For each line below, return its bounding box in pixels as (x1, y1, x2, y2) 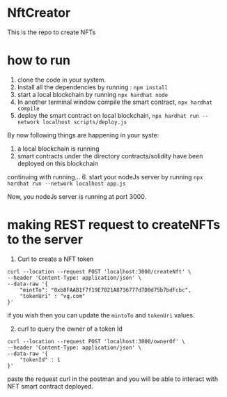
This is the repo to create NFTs (7, 28, 96, 36)
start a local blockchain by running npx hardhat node (17, 90, 169, 98)
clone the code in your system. (17, 75, 107, 84)
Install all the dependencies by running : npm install (17, 82, 169, 91)
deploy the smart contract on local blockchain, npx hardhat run (17, 111, 200, 119)
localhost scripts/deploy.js (42, 119, 127, 126)
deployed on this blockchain (17, 159, 99, 167)
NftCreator (7, 5, 71, 21)
